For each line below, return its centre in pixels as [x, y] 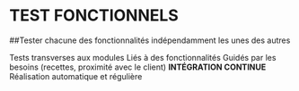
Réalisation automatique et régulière [76, 76]
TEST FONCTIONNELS [94, 16]
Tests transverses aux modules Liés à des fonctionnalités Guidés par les [143, 57]
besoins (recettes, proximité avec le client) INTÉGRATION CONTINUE [138, 67]
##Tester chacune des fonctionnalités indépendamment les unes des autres [150, 40]
